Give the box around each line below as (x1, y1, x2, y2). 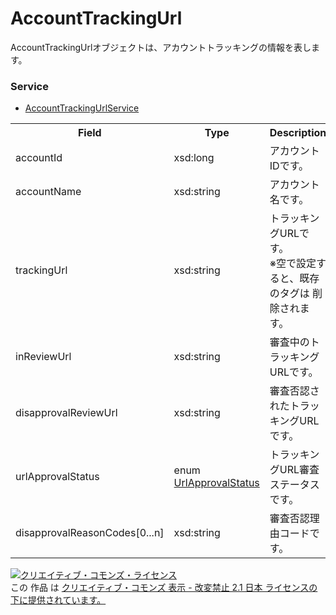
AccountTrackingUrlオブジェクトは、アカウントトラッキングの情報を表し (10, 41, 312, 53)
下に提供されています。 (10, 594, 107, 606)
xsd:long (173, 151, 215, 165)
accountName (15, 185, 82, 199)
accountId (15, 151, 63, 165)
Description (269, 126, 327, 140)
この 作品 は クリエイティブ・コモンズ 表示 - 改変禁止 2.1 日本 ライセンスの (10, 582, 318, 594)
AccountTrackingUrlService (24, 102, 140, 114)
